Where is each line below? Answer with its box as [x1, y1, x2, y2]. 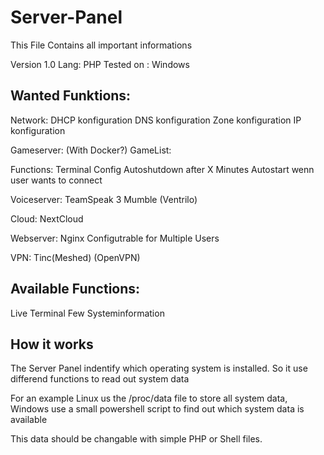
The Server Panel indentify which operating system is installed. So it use [10, 362, 308, 375]
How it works [10, 336, 94, 353]
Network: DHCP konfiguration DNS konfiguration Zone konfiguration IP [10, 114, 302, 126]
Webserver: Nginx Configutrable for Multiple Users [10, 232, 220, 244]
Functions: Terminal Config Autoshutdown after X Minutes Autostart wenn [10, 163, 315, 175]
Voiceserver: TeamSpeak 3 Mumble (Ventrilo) [10, 193, 198, 205]
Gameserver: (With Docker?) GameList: [10, 144, 172, 156]
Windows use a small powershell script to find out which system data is [10, 403, 305, 415]
